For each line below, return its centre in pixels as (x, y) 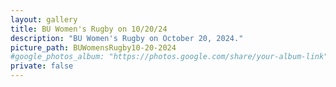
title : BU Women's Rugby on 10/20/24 (89, 29)
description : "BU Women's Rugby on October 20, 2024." (127, 38)
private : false (42, 66)
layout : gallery (44, 19)
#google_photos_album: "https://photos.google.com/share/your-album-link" (169, 57)
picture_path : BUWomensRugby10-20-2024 (93, 47)
